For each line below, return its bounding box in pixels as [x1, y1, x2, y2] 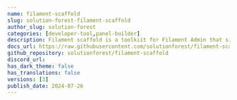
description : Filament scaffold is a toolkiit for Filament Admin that [7, 37, 222, 44]
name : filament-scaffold [7, 10, 80, 18]
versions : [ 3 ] [7, 75, 49, 83]
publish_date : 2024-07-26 [7, 82, 83, 89]
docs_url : [7, 43, 37, 50]
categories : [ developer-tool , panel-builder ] [7, 30, 140, 37]
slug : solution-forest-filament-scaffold [7, 17, 131, 24]
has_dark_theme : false [7, 63, 74, 70]
